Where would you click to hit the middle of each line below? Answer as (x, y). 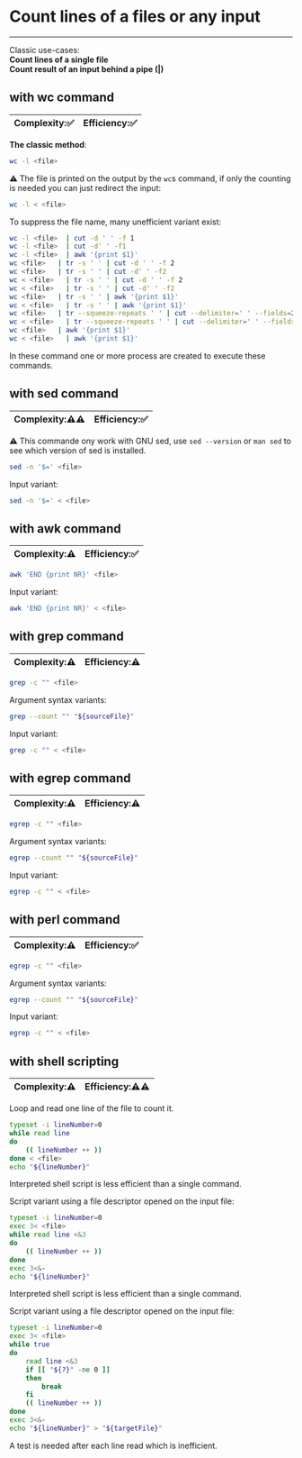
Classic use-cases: (44, 50)
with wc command (62, 98)
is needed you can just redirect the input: (85, 187)
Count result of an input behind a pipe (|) (87, 68)
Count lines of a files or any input (135, 17)
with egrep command (70, 778)
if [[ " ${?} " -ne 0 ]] (68, 1370)
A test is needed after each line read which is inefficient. (113, 1445)
